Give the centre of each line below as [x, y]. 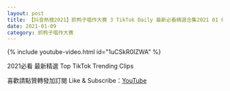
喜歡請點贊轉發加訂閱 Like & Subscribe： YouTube [77, 81]
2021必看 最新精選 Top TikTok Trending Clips [71, 66]
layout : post [26, 13]
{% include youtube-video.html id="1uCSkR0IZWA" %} [84, 52]
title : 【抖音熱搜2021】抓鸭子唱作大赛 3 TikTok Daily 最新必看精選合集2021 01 [113, 20]
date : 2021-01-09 [32, 26]
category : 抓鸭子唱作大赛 [40, 32]
